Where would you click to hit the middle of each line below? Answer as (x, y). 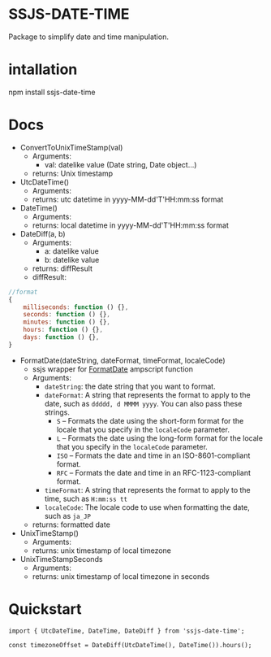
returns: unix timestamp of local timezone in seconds (121, 576)
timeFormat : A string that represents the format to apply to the (148, 489)
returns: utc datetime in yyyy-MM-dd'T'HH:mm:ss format (128, 199)
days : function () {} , (61, 337)
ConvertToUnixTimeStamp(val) (71, 147)
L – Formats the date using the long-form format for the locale (160, 438)
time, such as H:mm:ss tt (86, 498)
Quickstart (45, 609)
